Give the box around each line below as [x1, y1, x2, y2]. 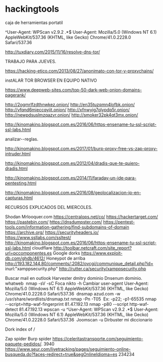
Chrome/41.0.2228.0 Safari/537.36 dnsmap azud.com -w [5, 291, 121, 296]
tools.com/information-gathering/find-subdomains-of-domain [5, 224, 129, 230]
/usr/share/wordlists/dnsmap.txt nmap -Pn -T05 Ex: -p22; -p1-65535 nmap [5, 296, 157, 302]
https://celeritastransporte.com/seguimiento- [52, 336, 143, 341]
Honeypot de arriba [46, 255, 85, 261]
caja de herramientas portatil [5, 20, 63, 25]
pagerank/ [5, 92, 26, 98]
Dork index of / [5, 326, 35, 332]
